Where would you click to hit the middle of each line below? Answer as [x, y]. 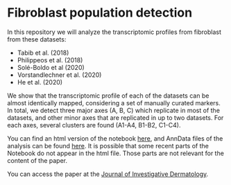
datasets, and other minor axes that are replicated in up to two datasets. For [115, 117]
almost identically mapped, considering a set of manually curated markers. [114, 103]
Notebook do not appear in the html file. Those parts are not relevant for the [115, 153]
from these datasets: [37, 39]
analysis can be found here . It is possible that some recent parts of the [108, 146]
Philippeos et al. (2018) [50, 60]
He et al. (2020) [40, 82]
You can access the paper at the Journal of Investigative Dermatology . [108, 174]
